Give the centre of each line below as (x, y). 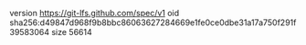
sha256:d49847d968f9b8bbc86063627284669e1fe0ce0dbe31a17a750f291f (153, 22)
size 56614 (72, 32)
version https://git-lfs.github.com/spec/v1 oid (95, 13)
